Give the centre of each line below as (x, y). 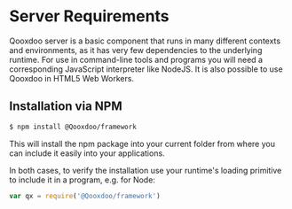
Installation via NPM (66, 107)
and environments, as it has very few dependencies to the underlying (136, 50)
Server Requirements (90, 16)
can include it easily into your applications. (87, 153)
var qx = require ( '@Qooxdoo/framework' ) (85, 196)
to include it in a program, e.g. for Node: (82, 180)
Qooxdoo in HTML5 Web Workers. (72, 78)
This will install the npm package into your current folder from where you (142, 143)
